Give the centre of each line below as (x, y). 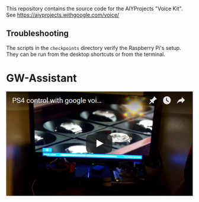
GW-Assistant (41, 78)
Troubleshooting (38, 34)
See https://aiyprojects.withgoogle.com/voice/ (63, 15)
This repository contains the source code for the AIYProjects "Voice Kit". (94, 9)
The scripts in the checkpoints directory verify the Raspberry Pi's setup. (94, 48)
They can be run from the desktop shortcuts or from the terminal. (86, 54)
